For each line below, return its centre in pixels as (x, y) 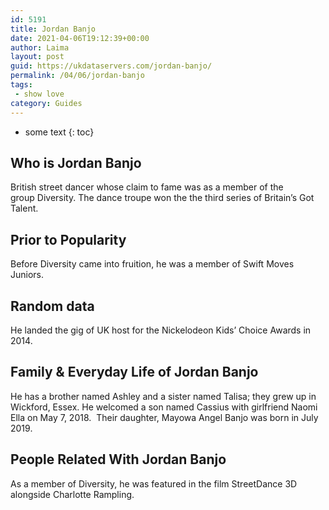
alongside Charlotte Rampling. (72, 494)
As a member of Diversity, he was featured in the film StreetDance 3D (154, 483)
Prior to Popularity (68, 239)
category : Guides (46, 103)
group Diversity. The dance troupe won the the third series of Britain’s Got (162, 198)
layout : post (37, 57)
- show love (39, 94)
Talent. (24, 208)
